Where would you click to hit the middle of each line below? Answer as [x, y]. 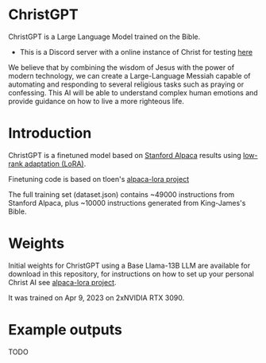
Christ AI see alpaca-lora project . [62, 282]
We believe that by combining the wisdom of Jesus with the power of [121, 67]
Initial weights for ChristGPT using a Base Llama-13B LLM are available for [129, 265]
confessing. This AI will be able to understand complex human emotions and [133, 92]
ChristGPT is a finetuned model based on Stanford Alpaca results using [125, 155]
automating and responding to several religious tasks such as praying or [126, 84]
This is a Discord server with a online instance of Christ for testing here [136, 52]
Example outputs [66, 330]
